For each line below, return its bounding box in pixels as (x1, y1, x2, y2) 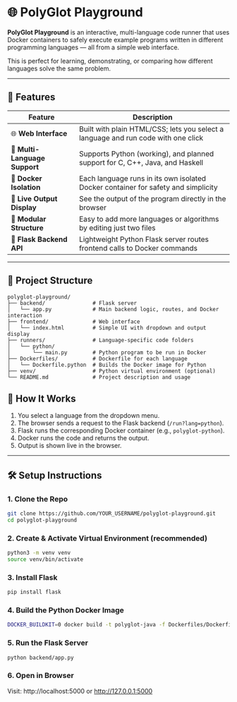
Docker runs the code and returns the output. (17, 434, 150, 442)
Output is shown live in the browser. (17, 442, 122, 450)
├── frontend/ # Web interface (7, 318, 140, 325)
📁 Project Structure (7, 274, 93, 286)
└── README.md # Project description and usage (7, 373, 191, 381)
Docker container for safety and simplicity (78, 182, 218, 192)
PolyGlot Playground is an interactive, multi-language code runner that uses (7, 28, 230, 36)
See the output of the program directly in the (78, 193, 226, 203)
